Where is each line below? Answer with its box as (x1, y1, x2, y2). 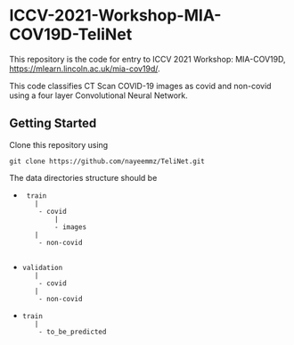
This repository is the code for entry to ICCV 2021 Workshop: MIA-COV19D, (9, 53, 286, 64)
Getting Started (9, 116, 97, 131)
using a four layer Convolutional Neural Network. (9, 90, 189, 101)
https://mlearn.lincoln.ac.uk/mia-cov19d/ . (9, 63, 160, 74)
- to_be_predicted (38, 327, 107, 336)
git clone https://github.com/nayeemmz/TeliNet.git (9, 157, 205, 166)
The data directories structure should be (9, 172, 158, 183)
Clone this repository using (9, 139, 109, 150)
